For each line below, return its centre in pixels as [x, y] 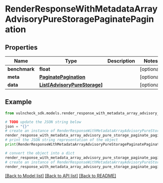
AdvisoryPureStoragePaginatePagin [80, 19]
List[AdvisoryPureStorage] [71, 85]
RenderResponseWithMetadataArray [81, 9]
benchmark [21, 69]
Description [121, 61]
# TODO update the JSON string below [43, 122]
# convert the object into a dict [40, 153]
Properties [21, 47]
